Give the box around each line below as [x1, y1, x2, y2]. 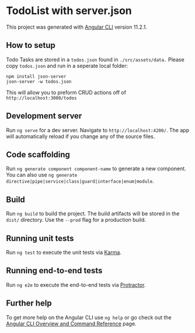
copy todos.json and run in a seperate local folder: [6, 62, 128, 69]
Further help [6, 298, 53, 308]
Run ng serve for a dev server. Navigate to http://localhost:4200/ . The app [6, 126, 190, 133]
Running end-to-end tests [6, 266, 103, 276]
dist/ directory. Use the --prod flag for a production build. [6, 217, 146, 224]
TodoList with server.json [6, 4, 133, 18]
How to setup [6, 40, 55, 50]
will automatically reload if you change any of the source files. [6, 133, 155, 140]
